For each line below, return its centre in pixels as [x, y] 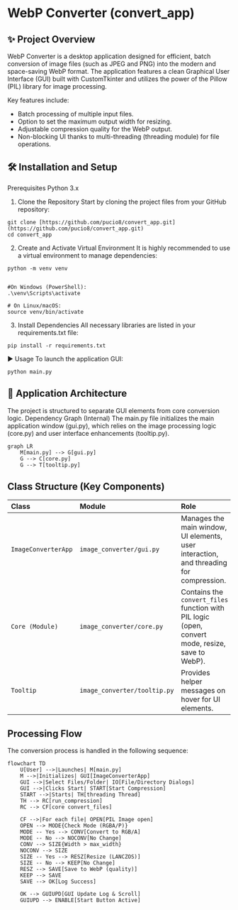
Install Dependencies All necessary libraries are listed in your [107, 325]
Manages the [202, 518]
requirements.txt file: [48, 332]
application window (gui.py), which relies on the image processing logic [112, 426]
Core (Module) [35, 627]
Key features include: [38, 100]
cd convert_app [30, 235]
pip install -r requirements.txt [57, 346]
